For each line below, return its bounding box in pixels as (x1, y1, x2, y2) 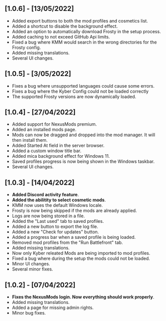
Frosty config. (12, 44, 41, 50)
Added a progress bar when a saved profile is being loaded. (12, 234, 136, 240)
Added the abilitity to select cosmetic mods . (12, 197, 106, 203)
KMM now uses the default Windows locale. (12, 202, 103, 208)
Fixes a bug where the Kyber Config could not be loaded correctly (12, 88, 149, 94)
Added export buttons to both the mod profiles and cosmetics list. (12, 18, 148, 24)
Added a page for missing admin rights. (12, 304, 94, 310)
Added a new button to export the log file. (12, 223, 98, 230)
